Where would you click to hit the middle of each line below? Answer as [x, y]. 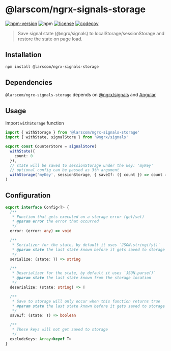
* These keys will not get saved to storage [60, 330]
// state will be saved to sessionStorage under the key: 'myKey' [82, 165]
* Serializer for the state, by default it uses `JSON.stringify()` [86, 245]
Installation [23, 55]
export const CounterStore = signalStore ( [51, 146]
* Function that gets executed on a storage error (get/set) [78, 217]
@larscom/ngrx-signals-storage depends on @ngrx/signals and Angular [81, 95]
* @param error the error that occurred [55, 221]
